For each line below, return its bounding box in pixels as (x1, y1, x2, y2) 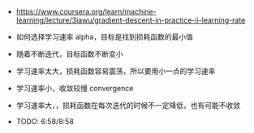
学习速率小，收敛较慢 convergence (15, 84, 134, 93)
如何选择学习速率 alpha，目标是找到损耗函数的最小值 (15, 32, 193, 41)
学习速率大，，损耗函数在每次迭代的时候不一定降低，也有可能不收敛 (15, 101, 241, 110)
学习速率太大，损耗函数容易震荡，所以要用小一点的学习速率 (15, 66, 216, 76)
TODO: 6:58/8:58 (15, 117, 75, 126)
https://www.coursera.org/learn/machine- (15, 7, 157, 16)
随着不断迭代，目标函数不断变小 (15, 49, 123, 59)
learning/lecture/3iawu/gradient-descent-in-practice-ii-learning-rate (15, 15, 246, 25)
